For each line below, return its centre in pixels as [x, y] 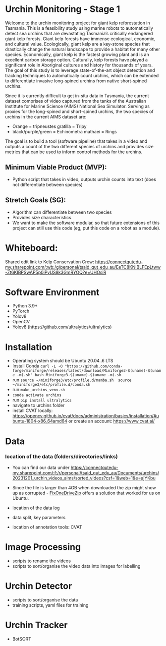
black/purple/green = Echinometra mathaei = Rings [65, 131]
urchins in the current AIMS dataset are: [46, 117]
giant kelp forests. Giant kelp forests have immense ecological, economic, [81, 39]
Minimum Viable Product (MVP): [56, 167]
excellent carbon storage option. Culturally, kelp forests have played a [76, 59]
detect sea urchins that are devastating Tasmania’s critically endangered [79, 33]
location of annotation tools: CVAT [47, 527]
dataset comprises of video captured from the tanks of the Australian [76, 101]
